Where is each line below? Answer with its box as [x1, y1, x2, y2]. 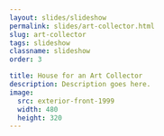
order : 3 [9, 55, 42, 64]
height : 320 [17, 113, 63, 122]
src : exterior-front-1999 [17, 96, 115, 105]
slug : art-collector [9, 30, 87, 39]
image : [9, 87, 34, 97]
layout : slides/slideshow [9, 13, 106, 23]
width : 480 [17, 104, 59, 113]
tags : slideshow [9, 38, 70, 48]
